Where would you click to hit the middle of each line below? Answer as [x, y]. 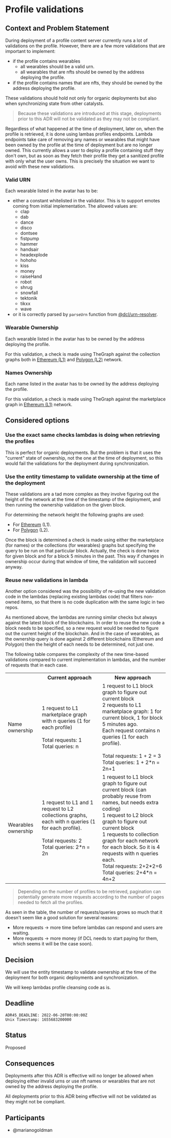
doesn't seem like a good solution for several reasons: [62, 918]
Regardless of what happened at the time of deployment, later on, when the [84, 129]
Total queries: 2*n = [66, 847]
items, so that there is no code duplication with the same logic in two [93, 602]
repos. [12, 607]
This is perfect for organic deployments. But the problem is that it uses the [83, 453]
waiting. [21, 933]
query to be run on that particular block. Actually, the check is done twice [82, 550]
